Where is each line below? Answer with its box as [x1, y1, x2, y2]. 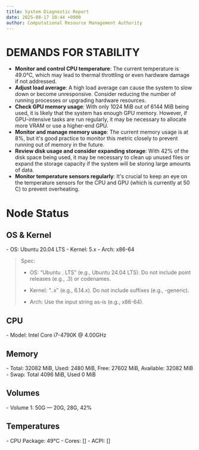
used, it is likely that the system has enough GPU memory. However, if [14, 110, 188, 117]
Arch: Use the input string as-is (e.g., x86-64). [29, 299, 144, 306]
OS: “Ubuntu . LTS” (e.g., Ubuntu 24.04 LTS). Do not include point [29, 269, 191, 276]
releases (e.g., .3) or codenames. [29, 275, 111, 283]
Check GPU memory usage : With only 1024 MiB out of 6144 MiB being [14, 103, 189, 110]
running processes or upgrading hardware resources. [14, 97, 147, 104]
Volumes [6, 388, 40, 398]
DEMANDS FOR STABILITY [6, 45, 140, 59]
